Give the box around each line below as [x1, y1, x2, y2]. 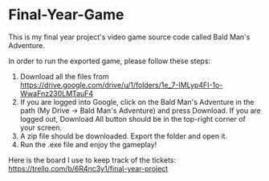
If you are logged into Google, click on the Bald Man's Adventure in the [19, 97, 255, 107]
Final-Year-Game [8, 6, 124, 24]
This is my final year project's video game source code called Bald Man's [8, 32, 251, 42]
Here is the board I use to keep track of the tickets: [8, 155, 177, 165]
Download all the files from [19, 71, 109, 81]
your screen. [19, 123, 63, 132]
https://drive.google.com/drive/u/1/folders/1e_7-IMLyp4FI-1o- [19, 80, 223, 90]
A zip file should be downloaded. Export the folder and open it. [19, 131, 227, 141]
